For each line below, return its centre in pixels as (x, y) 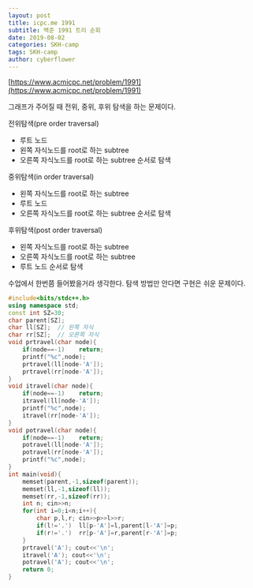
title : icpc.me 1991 (42, 23)
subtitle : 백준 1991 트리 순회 (54, 30)
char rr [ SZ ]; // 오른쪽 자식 (54, 335)
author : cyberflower (42, 60)
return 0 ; (39, 570)
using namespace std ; (44, 305)
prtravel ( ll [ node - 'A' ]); (63, 364)
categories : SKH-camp (44, 45)
